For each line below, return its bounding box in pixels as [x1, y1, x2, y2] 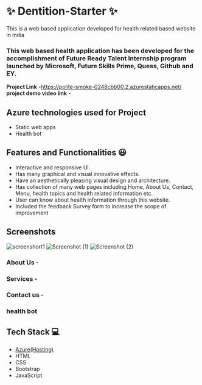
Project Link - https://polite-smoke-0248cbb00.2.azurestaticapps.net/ [6, 83, 182, 91]
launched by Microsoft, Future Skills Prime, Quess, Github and [6, 62, 193, 70]
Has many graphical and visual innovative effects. [15, 170, 140, 177]
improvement [15, 209, 49, 216]
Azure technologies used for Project [6, 107, 147, 118]
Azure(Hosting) [15, 346, 54, 353]
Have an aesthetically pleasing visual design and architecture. [15, 177, 170, 184]
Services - [6, 274, 38, 283]
